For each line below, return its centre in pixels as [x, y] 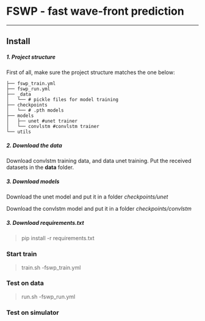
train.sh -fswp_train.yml [51, 267]
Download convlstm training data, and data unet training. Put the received [99, 161]
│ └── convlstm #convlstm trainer [53, 127]
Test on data [25, 283]
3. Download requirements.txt [45, 222]
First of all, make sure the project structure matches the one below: [91, 72]
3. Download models [33, 181]
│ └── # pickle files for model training [63, 100]
